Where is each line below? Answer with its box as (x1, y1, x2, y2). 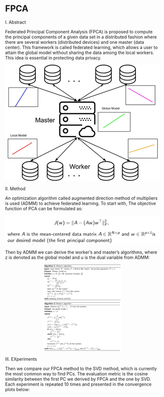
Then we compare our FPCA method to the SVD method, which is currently (5, 366, 157, 371)
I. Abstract (5, 19, 26, 25)
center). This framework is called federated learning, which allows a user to (5, 44, 158, 50)
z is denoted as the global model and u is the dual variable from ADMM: (5, 254, 150, 260)
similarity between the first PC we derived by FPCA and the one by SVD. (5, 376, 151, 382)
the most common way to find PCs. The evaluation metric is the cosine (5, 370, 148, 376)
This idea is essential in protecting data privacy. (5, 55, 102, 60)
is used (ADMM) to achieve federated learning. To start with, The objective (5, 200, 156, 206)
